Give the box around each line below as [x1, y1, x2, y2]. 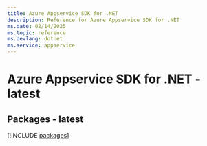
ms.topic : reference [7, 29, 67, 36]
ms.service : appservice [7, 42, 76, 49]
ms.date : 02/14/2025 [7, 23, 67, 29]
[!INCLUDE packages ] [7, 132, 69, 139]
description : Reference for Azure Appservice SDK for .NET [7, 16, 180, 23]
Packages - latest [7, 113, 84, 125]
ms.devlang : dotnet [7, 36, 63, 42]
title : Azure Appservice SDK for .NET [7, 10, 118, 17]
